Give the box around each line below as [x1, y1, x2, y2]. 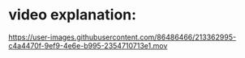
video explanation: [8, 6, 136, 24]
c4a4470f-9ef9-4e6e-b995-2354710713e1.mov [8, 40, 168, 50]
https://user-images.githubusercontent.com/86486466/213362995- [8, 32, 237, 42]
